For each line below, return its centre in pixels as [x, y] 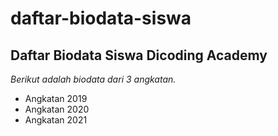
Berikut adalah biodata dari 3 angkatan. [93, 79]
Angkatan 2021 [56, 120]
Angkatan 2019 [56, 98]
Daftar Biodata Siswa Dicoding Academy [139, 55]
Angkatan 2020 [57, 109]
